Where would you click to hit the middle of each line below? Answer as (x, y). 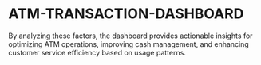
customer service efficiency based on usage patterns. (97, 52)
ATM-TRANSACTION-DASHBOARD (126, 14)
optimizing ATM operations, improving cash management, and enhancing (129, 44)
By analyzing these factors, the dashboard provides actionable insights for (130, 36)
